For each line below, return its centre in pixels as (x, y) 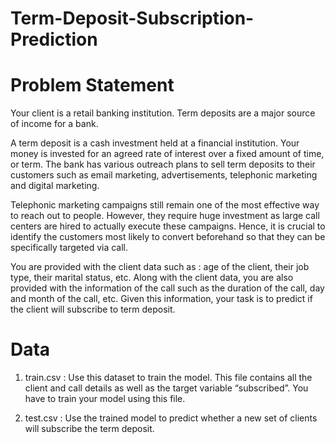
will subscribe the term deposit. (89, 429)
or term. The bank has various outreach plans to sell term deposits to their (163, 164)
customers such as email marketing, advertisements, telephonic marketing (164, 175)
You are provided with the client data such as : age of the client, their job (160, 267)
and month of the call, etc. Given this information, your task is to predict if (161, 299)
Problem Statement (92, 85)
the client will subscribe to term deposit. (93, 309)
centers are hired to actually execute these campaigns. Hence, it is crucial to (168, 226)
